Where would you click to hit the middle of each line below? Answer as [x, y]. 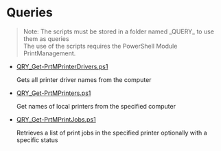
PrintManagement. [49, 53]
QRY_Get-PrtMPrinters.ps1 [54, 93]
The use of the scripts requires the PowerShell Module [100, 46]
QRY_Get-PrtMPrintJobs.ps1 [56, 119]
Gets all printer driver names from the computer [84, 79]
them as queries [46, 38]
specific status [37, 140]
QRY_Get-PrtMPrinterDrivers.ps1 [62, 66]
